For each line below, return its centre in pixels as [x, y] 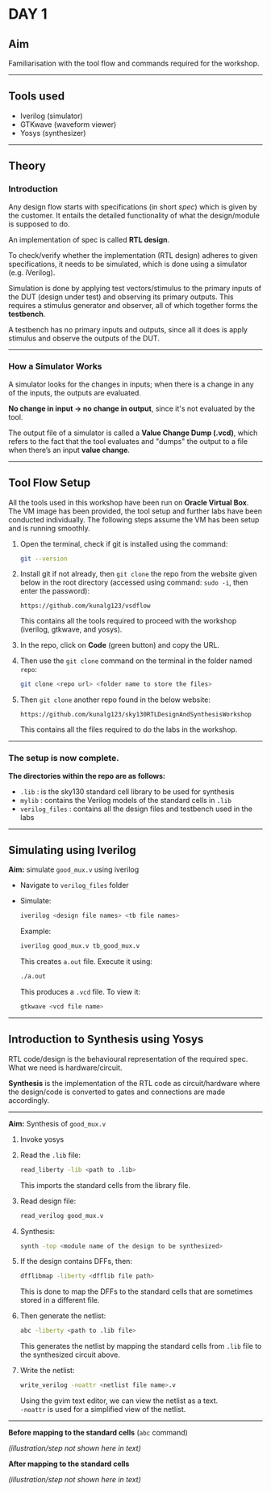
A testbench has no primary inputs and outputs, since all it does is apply [128, 329]
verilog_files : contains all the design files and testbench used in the [136, 809]
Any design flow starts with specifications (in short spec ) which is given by [133, 206]
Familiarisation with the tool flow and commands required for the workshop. [134, 63]
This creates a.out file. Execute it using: [86, 962]
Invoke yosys [42, 1139]
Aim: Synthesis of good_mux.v [57, 1123]
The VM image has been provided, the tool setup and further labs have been [135, 511]
